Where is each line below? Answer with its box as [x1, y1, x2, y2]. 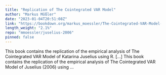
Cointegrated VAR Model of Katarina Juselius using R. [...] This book [5, 53, 144, 59]
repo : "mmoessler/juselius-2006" [5, 30, 74, 35]
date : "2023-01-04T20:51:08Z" [5, 16, 68, 21]
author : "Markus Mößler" [5, 12, 56, 17]
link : [5, 21, 16, 26]
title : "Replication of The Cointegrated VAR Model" [5, 7, 116, 12]
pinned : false [5, 35, 35, 40]
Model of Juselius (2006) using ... [5, 64, 74, 70]
